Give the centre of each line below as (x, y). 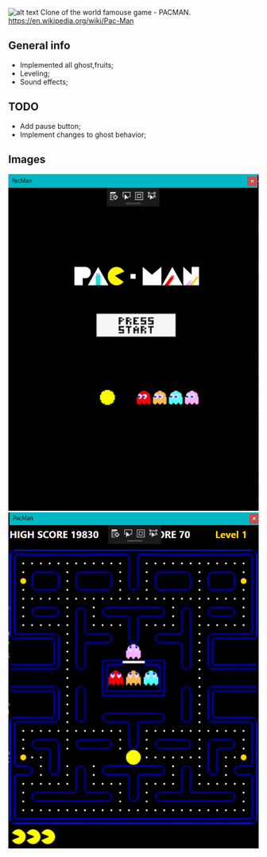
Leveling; (35, 73)
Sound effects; (44, 82)
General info (39, 46)
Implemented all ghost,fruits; (66, 64)
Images (27, 160)
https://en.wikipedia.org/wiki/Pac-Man (71, 21)
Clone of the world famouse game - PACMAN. (116, 12)
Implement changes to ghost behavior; (83, 134)
